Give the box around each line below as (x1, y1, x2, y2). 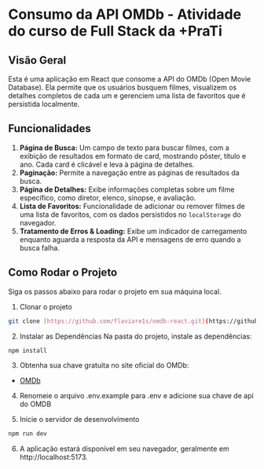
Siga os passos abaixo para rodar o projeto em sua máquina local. (8, 287, 222, 296)
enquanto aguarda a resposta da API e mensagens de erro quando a (19, 234, 241, 244)
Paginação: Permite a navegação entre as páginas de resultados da (19, 167, 240, 178)
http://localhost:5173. (19, 453, 88, 462)
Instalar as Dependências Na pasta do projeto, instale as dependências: (19, 332, 252, 341)
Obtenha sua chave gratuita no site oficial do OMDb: (19, 361, 189, 370)
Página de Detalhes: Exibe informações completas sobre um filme (19, 185, 235, 194)
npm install (8, 346, 47, 354)
